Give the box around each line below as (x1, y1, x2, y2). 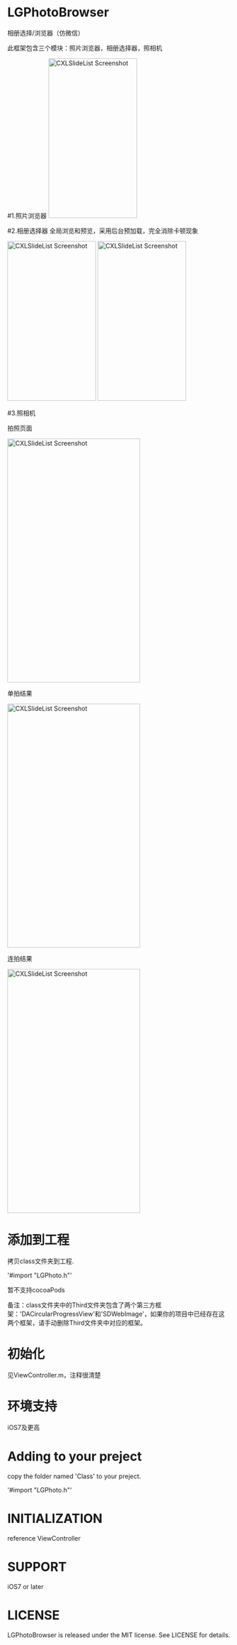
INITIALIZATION (7, 1510, 103, 1526)
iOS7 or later (7, 1582, 44, 1590)
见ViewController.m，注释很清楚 (7, 1370, 101, 1379)
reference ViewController (7, 1534, 81, 1542)
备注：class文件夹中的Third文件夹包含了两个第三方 (7, 1300, 156, 1309)
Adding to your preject (7, 1448, 142, 1464)
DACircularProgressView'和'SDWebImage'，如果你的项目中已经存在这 (21, 1309, 225, 1318)
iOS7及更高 (7, 1423, 40, 1431)
